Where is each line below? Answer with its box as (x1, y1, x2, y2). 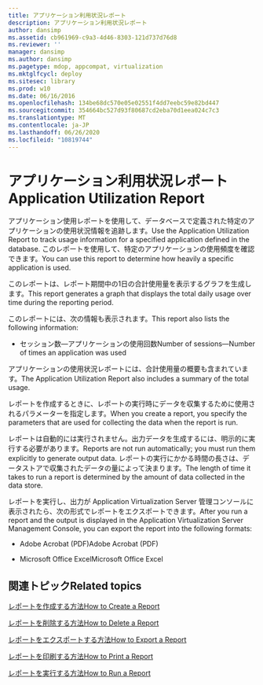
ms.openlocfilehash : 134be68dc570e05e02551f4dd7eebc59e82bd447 (8, 99, 220, 107)
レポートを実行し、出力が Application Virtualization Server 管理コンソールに (8, 497, 254, 506)
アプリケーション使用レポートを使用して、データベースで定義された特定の (8, 216, 248, 226)
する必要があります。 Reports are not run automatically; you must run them (14, 444, 256, 453)
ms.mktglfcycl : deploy (8, 70, 82, 78)
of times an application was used (19, 348, 127, 358)
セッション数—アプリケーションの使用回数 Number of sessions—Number (19, 339, 255, 348)
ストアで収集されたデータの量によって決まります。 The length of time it (21, 463, 251, 473)
